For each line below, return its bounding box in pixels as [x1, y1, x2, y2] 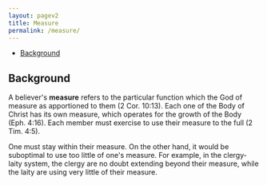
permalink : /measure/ [8, 26, 81, 34]
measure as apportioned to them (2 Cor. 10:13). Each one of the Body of [8, 101, 245, 111]
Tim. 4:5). [8, 127, 41, 136]
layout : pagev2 [8, 11, 59, 20]
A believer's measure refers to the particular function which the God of [8, 92, 242, 102]
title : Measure [8, 19, 59, 27]
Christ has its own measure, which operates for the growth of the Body [8, 109, 242, 120]
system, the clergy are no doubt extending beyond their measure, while [23, 159, 259, 168]
